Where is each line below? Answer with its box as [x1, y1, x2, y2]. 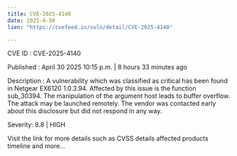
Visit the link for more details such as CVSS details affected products [7, 134, 209, 143]
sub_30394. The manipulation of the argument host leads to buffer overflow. [7, 91, 231, 100]
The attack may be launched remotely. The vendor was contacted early [7, 99, 216, 108]
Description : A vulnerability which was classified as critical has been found [7, 77, 228, 85]
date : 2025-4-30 [7, 17, 55, 24]
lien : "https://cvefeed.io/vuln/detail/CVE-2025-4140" [7, 23, 173, 30]
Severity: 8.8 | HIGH [7, 121, 66, 129]
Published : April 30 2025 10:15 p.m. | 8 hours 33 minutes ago [7, 63, 188, 72]
